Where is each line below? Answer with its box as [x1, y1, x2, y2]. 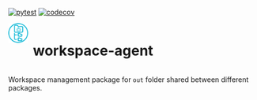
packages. [8, 83, 43, 92]
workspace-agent [32, 42, 154, 60]
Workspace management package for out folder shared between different [8, 75, 249, 84]
